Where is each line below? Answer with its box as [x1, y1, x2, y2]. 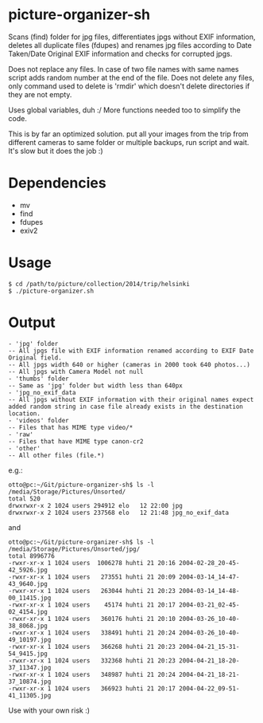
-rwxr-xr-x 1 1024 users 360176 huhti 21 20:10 [8, 615, 176, 623]
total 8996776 [8, 552, 56, 560]
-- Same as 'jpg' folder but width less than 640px [8, 381, 183, 390]
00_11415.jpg [8, 594, 52, 602]
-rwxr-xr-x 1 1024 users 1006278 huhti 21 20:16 [8, 559, 176, 567]
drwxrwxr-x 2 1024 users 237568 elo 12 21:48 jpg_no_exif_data [8, 509, 229, 517]
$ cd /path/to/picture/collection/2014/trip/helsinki [8, 280, 191, 288]
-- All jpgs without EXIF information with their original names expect [8, 395, 254, 403]
